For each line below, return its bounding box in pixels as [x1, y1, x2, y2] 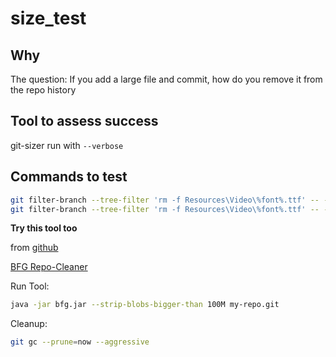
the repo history [10, 84, 77, 96]
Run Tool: [10, 280, 50, 292]
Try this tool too [10, 222, 78, 234]
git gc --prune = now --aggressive [10, 337, 150, 347]
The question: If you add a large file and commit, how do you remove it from [10, 73, 323, 85]
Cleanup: [10, 318, 48, 330]
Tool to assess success [10, 113, 159, 130]
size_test [10, 7, 87, 30]
